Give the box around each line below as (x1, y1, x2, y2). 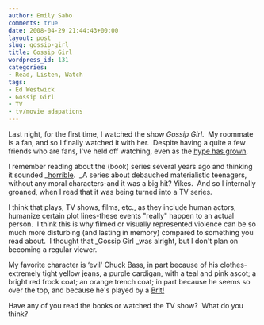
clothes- (220, 260, 248, 269)
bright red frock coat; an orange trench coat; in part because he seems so (8, 277, 251, 286)
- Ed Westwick (8, 85, 55, 94)
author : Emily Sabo (8, 11, 73, 20)
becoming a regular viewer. (8, 245, 98, 254)
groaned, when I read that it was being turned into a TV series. (8, 188, 212, 196)
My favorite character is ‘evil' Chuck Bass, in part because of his (8, 260, 219, 269)
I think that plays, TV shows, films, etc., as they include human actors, (8, 203, 236, 211)
